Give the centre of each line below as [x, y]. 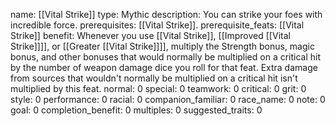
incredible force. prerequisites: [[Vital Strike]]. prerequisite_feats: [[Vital [157, 25]
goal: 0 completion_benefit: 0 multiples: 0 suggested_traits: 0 [136, 110]
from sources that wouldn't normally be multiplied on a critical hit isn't [154, 78]
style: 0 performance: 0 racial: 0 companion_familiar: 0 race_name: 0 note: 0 [168, 99]
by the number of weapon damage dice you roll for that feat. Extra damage [164, 67]
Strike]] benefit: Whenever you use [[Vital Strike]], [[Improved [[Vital [150, 35]
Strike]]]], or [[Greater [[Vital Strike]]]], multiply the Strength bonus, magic [162, 46]
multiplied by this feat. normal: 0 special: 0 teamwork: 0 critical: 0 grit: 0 [158, 88]
